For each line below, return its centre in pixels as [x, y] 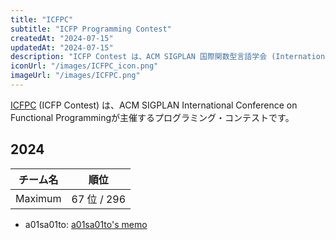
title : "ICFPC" [42, 19]
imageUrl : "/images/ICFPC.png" [75, 76]
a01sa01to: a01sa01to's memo [86, 224]
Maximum [38, 198]
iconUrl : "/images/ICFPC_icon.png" [84, 66]
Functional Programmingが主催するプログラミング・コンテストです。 [152, 117]
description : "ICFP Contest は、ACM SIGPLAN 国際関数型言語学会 [139, 57]
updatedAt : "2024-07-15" [62, 47]
